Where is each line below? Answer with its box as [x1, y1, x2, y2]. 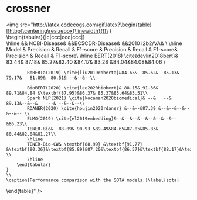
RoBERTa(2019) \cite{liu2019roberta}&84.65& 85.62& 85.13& [27, 70, 180, 75]
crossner [6, 2, 51, 15]
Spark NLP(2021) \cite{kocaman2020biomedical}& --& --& [27, 95, 172, 101]
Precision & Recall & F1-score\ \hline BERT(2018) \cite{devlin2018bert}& [6, 52, 179, 59]
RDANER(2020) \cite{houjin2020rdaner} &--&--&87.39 [27, 105, 157, 111]
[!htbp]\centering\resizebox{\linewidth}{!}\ [6, 27, 108, 34]
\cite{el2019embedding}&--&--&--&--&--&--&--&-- [56, 116, 177, 122]
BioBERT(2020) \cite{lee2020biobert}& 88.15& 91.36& [27, 85, 159, 91]
